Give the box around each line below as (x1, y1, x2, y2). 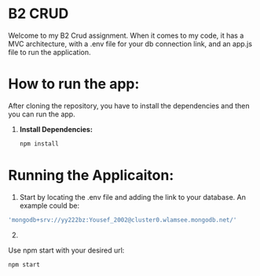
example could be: (19, 201, 80, 210)
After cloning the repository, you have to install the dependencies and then (8, 101, 250, 110)
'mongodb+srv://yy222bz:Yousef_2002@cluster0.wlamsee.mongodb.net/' (8, 215, 237, 224)
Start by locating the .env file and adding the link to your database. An (19, 192, 246, 201)
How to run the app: (8, 75, 140, 93)
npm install (19, 139, 59, 148)
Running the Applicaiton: (8, 166, 174, 184)
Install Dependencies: (19, 124, 93, 134)
